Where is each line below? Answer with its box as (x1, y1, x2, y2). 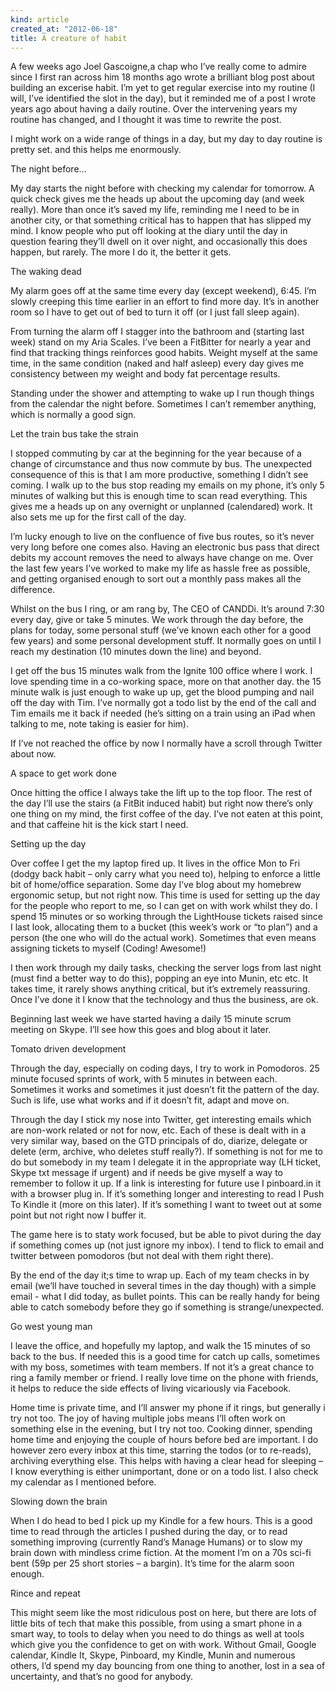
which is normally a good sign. (10, 409, 137, 421)
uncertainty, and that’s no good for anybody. (10, 1671, 193, 1683)
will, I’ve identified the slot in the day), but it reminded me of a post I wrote (10, 92, 317, 105)
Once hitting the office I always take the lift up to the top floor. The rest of (10, 787, 313, 799)
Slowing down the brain (10, 1496, 108, 1508)
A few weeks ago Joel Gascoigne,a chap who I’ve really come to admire (10, 61, 307, 73)
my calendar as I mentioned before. (10, 1476, 157, 1488)
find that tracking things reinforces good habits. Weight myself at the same (10, 347, 318, 359)
